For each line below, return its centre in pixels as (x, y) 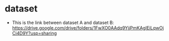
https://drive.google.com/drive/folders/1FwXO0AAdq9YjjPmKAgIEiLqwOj (88, 27)
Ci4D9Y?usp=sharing (34, 33)
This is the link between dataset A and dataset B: (63, 22)
